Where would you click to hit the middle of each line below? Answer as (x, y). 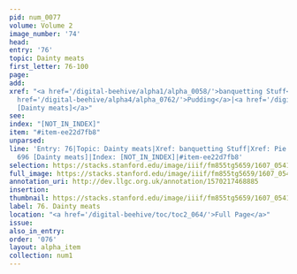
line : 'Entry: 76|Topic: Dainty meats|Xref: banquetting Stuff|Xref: (140, 148)
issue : (21, 223)
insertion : (29, 190)
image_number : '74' (45, 34)
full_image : (31, 173)
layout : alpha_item (45, 247)
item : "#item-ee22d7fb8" (55, 133)
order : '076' (33, 240)
